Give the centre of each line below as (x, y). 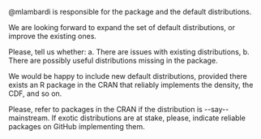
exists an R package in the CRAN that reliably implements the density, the (131, 85)
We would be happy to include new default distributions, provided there (128, 76)
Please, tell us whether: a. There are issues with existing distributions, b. (129, 52)
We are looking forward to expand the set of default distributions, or (122, 27)
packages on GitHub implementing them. (77, 126)
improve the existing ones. (53, 36)
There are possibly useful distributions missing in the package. (113, 61)
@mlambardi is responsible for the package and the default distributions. (130, 12)
